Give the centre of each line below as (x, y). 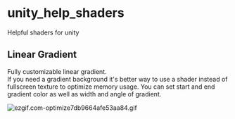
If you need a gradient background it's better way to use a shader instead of (118, 79)
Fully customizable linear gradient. (57, 71)
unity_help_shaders (66, 13)
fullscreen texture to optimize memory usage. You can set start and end (111, 87)
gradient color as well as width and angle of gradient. (84, 94)
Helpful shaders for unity (43, 32)
